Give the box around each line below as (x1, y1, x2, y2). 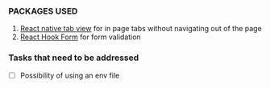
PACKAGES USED (8, 6, 78, 17)
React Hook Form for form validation (19, 32, 141, 42)
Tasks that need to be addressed (8, 52, 139, 63)
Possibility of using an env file (19, 70, 120, 80)
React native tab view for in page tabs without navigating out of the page (19, 24, 262, 34)
